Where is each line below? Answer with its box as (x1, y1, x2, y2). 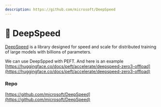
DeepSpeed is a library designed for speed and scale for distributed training (5, 44, 157, 50)
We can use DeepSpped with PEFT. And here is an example (5, 58, 124, 64)
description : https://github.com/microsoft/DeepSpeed (5, 7, 116, 12)
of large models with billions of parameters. (5, 49, 92, 54)
